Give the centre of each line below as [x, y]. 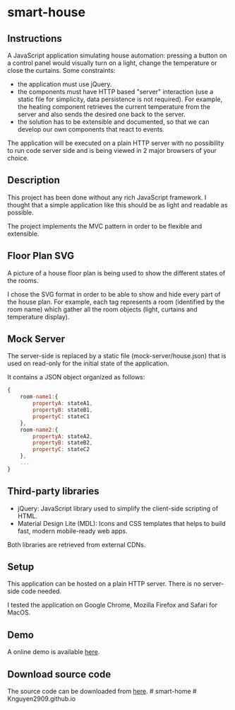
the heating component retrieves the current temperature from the [114, 107]
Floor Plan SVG [41, 256]
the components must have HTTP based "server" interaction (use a [115, 92]
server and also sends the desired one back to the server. [101, 114]
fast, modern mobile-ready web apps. [73, 531]
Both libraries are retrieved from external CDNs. [77, 544]
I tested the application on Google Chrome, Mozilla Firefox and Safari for [112, 605]
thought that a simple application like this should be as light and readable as [117, 205]
